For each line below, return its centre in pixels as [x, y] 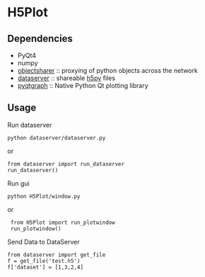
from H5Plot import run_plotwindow [63, 222]
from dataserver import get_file [57, 255]
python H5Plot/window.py [44, 196]
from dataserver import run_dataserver [66, 164]
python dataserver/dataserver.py [57, 138]
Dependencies [40, 39]
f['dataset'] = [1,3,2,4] [45, 267]
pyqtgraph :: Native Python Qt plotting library [83, 85]
